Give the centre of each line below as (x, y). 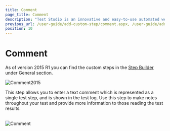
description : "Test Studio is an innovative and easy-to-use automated (82, 19)
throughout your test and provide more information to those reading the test (84, 103)
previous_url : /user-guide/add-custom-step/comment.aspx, (68, 24)
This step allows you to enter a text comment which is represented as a (79, 92)
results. (13, 108)
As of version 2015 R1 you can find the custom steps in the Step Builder (80, 68)
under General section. (29, 73)
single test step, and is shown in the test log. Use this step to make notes (81, 98)
